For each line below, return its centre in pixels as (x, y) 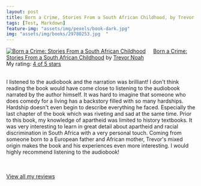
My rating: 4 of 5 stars (34, 64)
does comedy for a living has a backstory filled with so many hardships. (95, 101)
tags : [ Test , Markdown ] (36, 23)
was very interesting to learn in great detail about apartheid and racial (92, 127)
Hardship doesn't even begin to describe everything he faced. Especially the (101, 107)
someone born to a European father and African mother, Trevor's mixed (94, 139)
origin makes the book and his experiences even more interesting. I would (97, 146)
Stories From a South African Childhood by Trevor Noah (75, 58)
